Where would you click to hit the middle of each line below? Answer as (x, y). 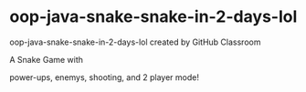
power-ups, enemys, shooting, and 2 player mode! (104, 77)
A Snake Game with (47, 59)
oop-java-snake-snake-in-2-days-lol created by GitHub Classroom (135, 42)
